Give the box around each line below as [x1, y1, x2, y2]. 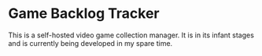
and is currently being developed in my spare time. [8, 38, 173, 47]
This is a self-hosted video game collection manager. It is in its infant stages [8, 30, 254, 40]
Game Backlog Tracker [8, 5, 160, 23]
